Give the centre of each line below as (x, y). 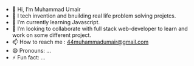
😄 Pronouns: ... (32, 51)
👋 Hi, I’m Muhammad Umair (46, 9)
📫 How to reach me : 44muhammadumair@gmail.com (80, 42)
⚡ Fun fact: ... (29, 57)
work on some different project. (51, 35)
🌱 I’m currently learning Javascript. (56, 22)
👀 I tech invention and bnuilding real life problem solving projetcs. (94, 16)
